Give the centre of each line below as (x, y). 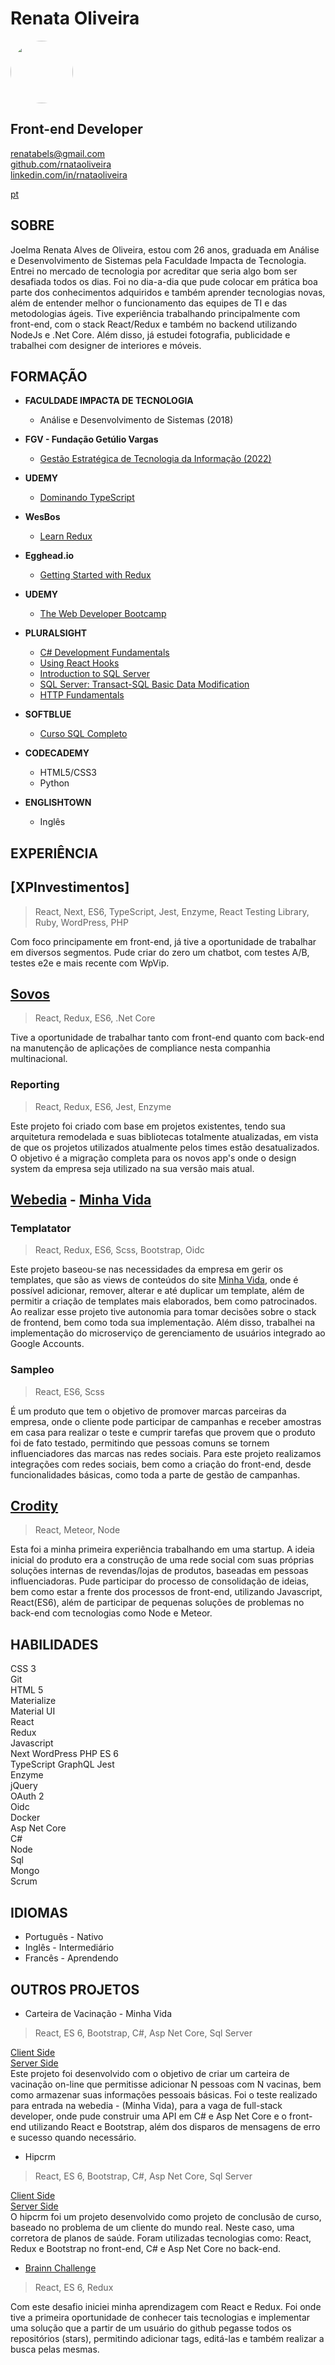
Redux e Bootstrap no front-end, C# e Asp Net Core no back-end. (146, 2248)
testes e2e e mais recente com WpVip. (90, 963)
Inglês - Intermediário (69, 1948)
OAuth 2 (27, 1796)
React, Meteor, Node (77, 1530)
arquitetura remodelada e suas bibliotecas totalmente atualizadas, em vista (164, 1136)
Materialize (33, 1701)
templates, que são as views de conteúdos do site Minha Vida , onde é (154, 1280)
